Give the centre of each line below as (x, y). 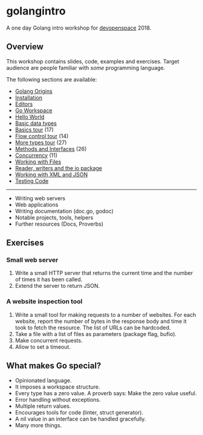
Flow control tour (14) (42, 136)
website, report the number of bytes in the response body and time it (101, 321)
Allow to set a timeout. (43, 347)
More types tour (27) (41, 142)
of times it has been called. (49, 279)
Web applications (37, 205)
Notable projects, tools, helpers (54, 217)
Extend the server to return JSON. (57, 286)
